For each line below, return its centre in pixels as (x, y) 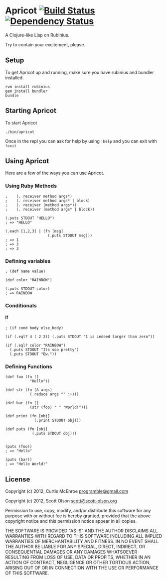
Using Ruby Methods (31, 186)
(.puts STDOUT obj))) (54, 434)
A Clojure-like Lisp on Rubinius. (37, 35)
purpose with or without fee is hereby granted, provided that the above (78, 516)
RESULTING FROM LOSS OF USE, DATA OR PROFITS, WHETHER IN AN (78, 557)
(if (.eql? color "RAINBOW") (35, 346)
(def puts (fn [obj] (27, 429)
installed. (14, 78)
